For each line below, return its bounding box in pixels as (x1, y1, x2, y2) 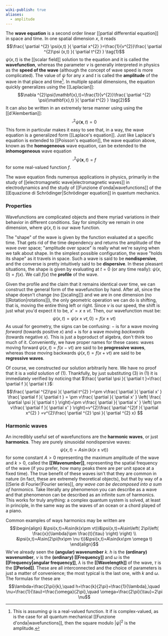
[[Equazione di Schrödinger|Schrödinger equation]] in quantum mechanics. (5, 190, 160, 196)
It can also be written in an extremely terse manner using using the (5, 105, 143, 111)
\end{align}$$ (70, 541, 99, 547)
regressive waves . (5, 355, 44, 361)
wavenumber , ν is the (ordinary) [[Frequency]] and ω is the (5, 554, 130, 560)
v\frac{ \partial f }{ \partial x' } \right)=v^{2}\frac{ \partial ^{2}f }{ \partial (10, 404, 159, 410)
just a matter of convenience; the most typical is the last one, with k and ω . (5, 570, 160, 576)
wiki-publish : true (5, 7, 46, 12)
